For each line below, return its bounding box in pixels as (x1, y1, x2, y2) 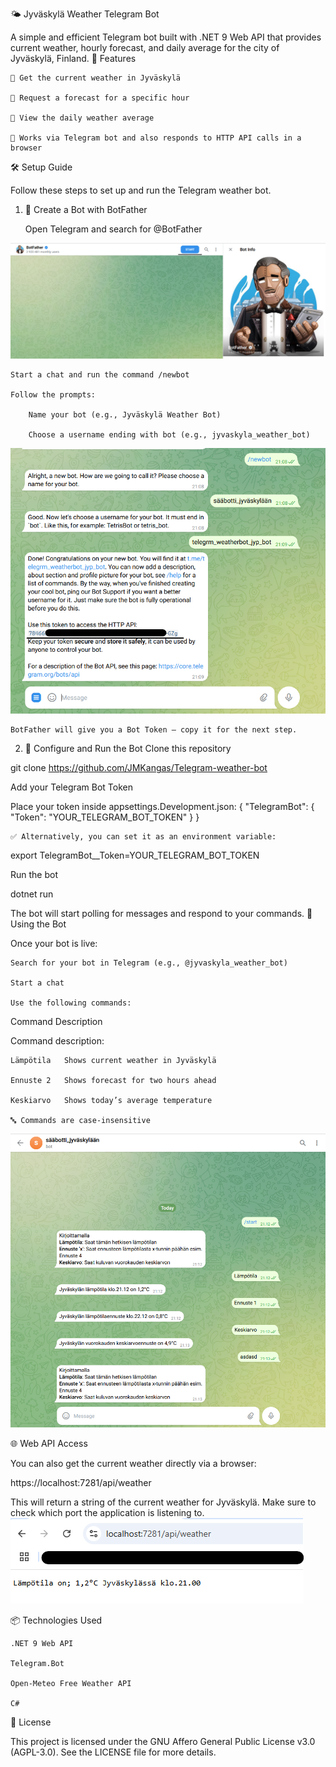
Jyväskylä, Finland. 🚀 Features (10, 53, 137, 64)
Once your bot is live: (10, 938, 98, 950)
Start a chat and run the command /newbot (10, 369, 190, 380)
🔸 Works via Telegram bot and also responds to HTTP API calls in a (10, 133, 302, 143)
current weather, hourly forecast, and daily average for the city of (10, 42, 280, 53)
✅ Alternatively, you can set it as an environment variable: (10, 832, 277, 842)
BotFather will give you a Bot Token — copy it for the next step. (10, 725, 298, 735)
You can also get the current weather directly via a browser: (10, 1457, 257, 1469)
